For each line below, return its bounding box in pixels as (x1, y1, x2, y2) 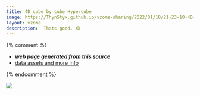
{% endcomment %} (6, 71, 57, 78)
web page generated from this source (14, 53, 111, 60)
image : (6, 14, 23, 20)
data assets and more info (14, 59, 79, 66)
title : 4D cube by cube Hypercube (6, 8, 92, 15)
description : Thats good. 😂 (6, 25, 82, 31)
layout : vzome (6, 20, 42, 26)
